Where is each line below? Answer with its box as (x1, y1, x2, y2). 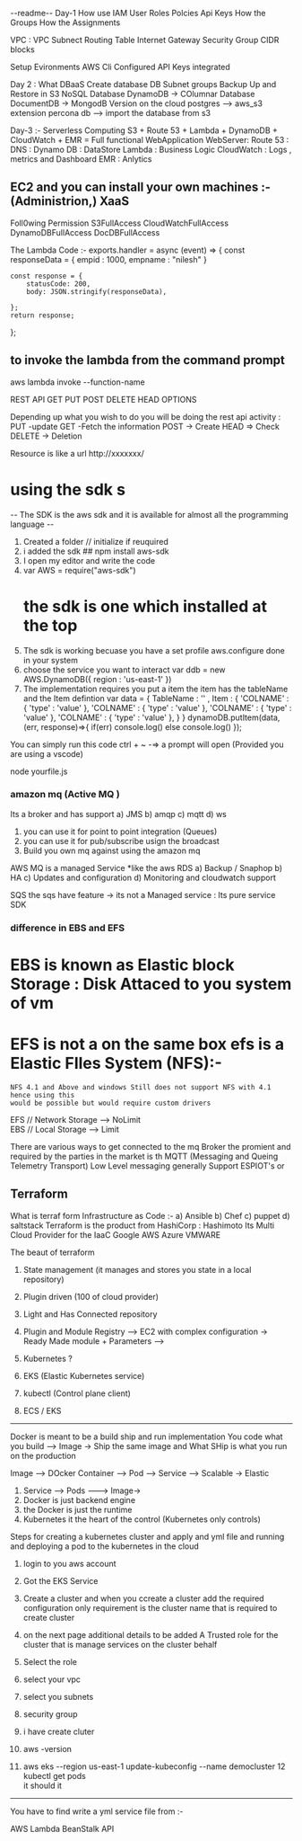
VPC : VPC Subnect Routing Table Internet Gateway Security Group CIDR (10, 35, 280, 45)
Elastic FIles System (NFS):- (10, 1054, 222, 1073)
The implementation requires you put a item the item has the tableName (22, 683, 289, 694)
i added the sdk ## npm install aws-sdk (22, 546, 169, 556)
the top (22, 615, 78, 636)
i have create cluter (22, 1726, 95, 1737)
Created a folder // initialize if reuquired (22, 536, 168, 547)
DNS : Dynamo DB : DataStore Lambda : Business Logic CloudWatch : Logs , (10, 144, 292, 155)
